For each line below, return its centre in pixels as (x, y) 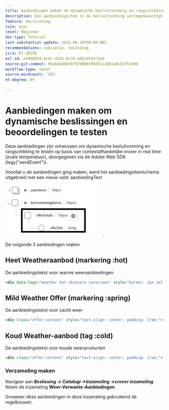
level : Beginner (22, 32)
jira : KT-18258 (21, 53)
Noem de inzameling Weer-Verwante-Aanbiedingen (60, 387)
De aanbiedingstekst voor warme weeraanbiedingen (59, 272)
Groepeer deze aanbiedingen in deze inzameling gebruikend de (71, 397)
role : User (17, 27)
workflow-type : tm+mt (28, 69)
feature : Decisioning (28, 21)
